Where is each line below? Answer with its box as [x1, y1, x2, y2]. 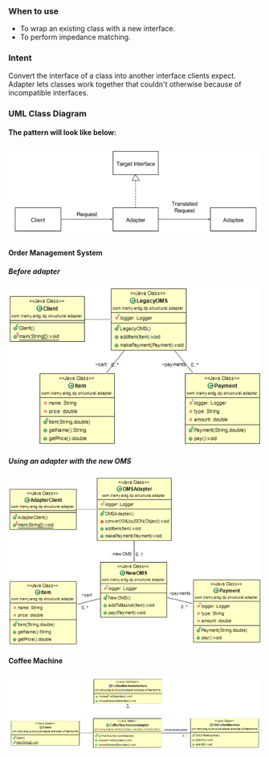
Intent [8, 52, 32, 63]
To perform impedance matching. [19, 32, 131, 42]
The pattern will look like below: [8, 128, 116, 137]
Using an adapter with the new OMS [8, 456, 132, 466]
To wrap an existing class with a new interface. [19, 24, 176, 34]
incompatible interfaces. [8, 88, 89, 97]
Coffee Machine [8, 656, 63, 665]
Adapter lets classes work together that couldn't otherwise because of [8, 79, 242, 89]
